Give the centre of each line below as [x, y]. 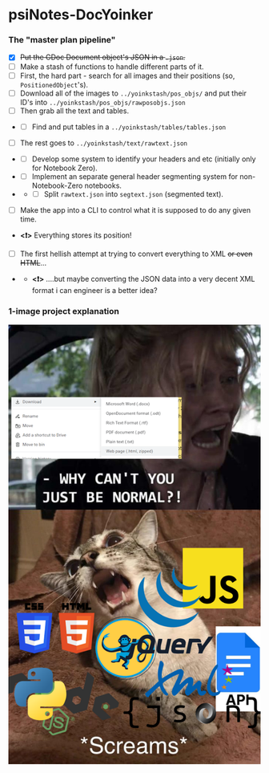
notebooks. [103, 185]
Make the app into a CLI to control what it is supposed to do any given [135, 210]
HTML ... [33, 263]
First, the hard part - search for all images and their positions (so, [127, 75]
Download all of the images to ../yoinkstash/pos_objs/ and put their [133, 93]
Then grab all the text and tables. [74, 111]
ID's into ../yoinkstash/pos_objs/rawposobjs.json [102, 102]
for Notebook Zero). [64, 168]
